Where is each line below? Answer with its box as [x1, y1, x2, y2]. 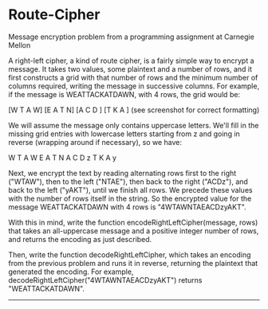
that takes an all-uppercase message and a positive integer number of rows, [8, 225, 259, 236]
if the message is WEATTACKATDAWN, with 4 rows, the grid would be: [8, 89, 241, 99]
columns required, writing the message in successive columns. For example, [8, 81, 260, 91]
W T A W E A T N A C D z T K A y [8, 153, 117, 162]
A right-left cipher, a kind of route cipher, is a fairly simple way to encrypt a [8, 56, 254, 65]
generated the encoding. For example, [8, 267, 134, 276]
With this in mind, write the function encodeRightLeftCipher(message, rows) [8, 217, 258, 227]
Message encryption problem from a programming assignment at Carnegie [8, 32, 255, 41]
